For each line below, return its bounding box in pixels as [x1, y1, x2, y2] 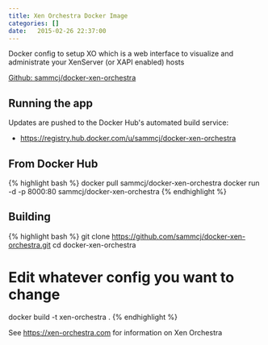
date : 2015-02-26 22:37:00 [8, 27, 107, 35]
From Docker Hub [8, 156, 98, 170]
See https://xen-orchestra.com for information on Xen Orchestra [8, 327, 223, 337]
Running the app [8, 96, 93, 110]
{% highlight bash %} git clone [8, 231, 111, 241]
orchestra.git [8, 239, 51, 250]
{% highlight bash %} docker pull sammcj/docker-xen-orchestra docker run [8, 178, 260, 188]
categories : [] [8, 19, 60, 27]
